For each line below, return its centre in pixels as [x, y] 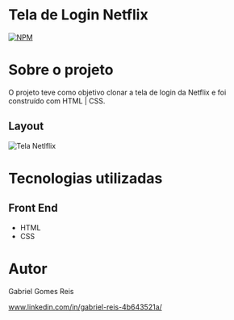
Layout [26, 126]
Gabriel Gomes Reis [41, 291]
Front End [33, 208]
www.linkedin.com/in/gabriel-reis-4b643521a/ [86, 307]
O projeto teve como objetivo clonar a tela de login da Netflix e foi [117, 92]
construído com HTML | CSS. [57, 101]
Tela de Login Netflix [78, 15]
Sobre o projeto [61, 70]
